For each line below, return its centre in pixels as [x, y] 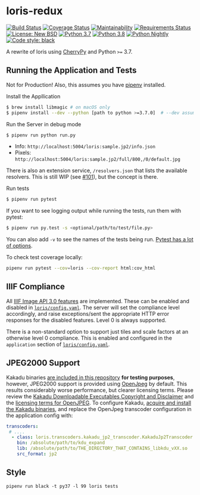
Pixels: [23, 152]
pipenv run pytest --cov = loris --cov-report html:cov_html [81, 268]
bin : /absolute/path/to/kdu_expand [61, 443]
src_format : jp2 [37, 454]
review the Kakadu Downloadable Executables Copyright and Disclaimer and [100, 396]
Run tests [18, 188]
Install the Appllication [33, 96]
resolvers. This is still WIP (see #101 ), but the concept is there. [82, 177]
